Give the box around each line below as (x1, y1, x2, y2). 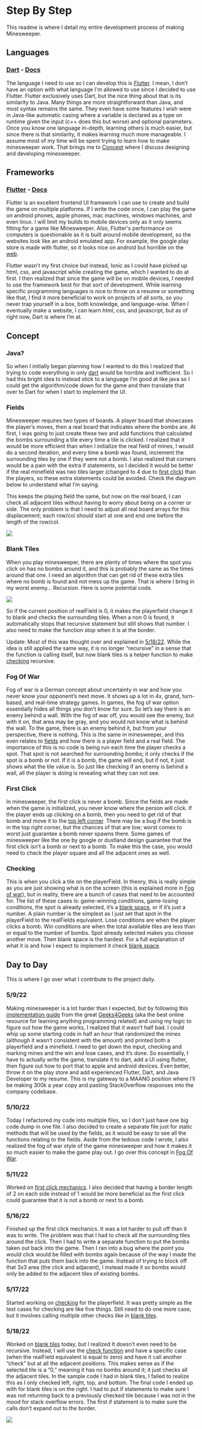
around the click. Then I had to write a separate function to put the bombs (6, 1238, 190, 1246)
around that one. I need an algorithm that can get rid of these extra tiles (6, 571, 184, 578)
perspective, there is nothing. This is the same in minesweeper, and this (6, 730, 185, 738)
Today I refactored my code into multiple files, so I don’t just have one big (6, 1117, 189, 1124)
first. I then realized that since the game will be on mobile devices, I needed (6, 275, 194, 282)
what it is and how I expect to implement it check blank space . (6, 942, 161, 949)
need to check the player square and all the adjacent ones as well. (6, 849, 171, 857)
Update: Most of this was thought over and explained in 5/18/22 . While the (6, 638, 191, 645)
